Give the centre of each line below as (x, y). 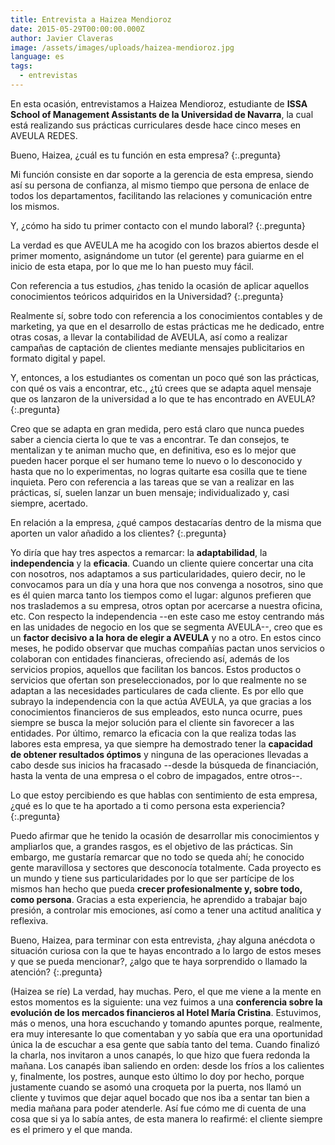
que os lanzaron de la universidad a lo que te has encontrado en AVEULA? (163, 398)
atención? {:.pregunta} (56, 972)
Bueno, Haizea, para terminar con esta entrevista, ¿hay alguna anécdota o (163, 940)
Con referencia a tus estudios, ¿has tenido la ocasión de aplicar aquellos (160, 285)
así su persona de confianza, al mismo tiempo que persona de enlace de (160, 185)
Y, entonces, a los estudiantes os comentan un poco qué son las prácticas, (165, 377)
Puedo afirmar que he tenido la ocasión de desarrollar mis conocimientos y (165, 835)
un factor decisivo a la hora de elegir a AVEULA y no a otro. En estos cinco (166, 637)
